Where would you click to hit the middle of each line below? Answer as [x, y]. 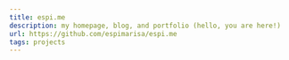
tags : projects [37, 42]
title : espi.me [37, 17]
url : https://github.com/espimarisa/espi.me [93, 34]
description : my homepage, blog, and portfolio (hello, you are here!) [145, 26]
